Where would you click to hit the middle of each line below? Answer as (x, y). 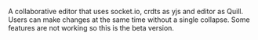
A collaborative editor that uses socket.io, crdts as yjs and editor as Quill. (126, 11)
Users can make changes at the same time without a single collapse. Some (129, 20)
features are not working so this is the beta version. (91, 28)
